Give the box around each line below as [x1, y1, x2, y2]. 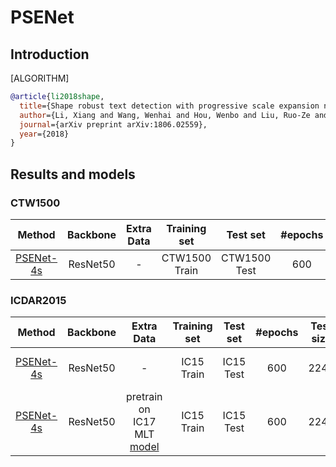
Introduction [10, 46, 90, 63]
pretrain [126, 390, 163, 404]
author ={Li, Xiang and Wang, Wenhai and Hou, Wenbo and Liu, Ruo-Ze [19, 110, 311, 120]
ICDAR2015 [10, 293, 67, 307]
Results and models [10, 166, 136, 183]
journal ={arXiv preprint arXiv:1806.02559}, [19, 119, 208, 130]
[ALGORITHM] [10, 72, 70, 84]
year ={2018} [19, 129, 70, 139]
